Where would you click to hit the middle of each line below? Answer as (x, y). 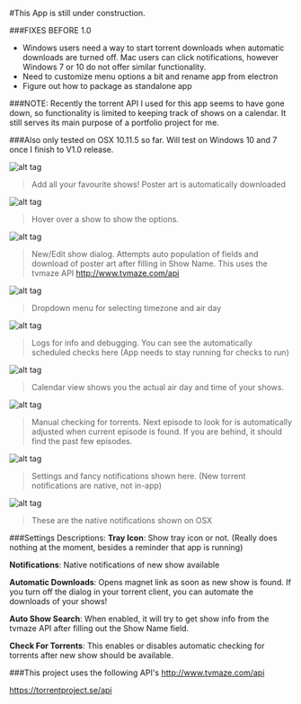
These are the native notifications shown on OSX (122, 520)
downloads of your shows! (58, 601)
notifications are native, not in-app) (97, 486)
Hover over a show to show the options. (105, 219)
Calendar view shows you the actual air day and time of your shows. (158, 387)
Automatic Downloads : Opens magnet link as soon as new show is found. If (150, 582)
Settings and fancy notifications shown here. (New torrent (138, 476)
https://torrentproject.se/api (61, 690)
